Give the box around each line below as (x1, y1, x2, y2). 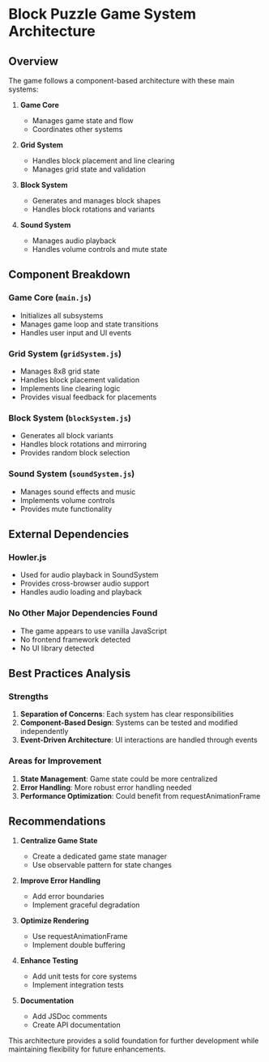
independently (19, 727, 69, 736)
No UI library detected (19, 643, 95, 653)
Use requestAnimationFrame (32, 932, 128, 941)
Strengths (8, 690, 49, 702)
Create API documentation (32, 1020, 121, 1030)
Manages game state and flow (32, 116, 134, 126)
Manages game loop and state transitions (19, 319, 159, 329)
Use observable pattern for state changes (32, 860, 173, 870)
